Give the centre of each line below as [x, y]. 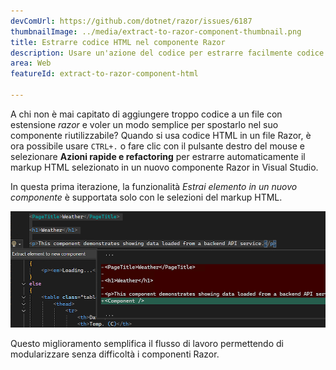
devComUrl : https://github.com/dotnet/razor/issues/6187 [131, 21]
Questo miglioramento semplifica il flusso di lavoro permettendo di [147, 344]
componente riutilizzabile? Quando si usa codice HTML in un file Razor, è [161, 135]
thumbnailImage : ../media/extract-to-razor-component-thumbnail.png [156, 31]
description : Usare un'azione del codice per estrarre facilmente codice [167, 53]
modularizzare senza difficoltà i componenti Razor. [115, 354]
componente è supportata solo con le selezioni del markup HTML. [146, 197]
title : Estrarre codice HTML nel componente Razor [118, 42]
